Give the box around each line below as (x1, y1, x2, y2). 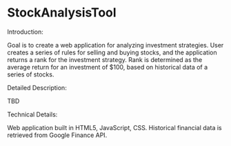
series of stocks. (7, 70, 54, 79)
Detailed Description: (7, 83, 67, 92)
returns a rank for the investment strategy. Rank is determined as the (7, 55, 203, 63)
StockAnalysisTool (7, 5, 117, 21)
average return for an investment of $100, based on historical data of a (7, 63, 208, 71)
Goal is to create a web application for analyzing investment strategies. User (7, 41, 224, 49)
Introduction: (7, 28, 43, 36)
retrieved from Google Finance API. (7, 131, 108, 139)
